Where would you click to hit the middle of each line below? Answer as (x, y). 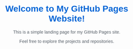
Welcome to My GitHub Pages (67, 9)
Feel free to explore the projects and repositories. (67, 41)
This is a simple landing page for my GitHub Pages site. (67, 32)
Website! (67, 19)
